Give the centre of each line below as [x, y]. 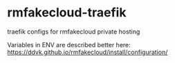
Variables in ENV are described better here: [69, 45]
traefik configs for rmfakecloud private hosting [74, 32]
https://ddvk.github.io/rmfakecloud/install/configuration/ [87, 52]
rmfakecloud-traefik [67, 13]
